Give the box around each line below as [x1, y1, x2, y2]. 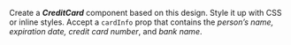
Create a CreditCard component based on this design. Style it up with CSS [9, 8, 282, 18]
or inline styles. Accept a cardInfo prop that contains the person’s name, [9, 17, 274, 27]
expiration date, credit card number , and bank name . [9, 26, 203, 36]
